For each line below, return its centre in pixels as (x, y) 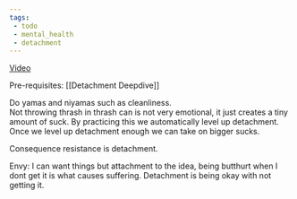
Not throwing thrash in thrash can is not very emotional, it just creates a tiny (149, 112)
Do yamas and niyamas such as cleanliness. (90, 103)
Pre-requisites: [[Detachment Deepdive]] (85, 85)
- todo (25, 26)
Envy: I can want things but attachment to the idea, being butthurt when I (144, 166)
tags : (19, 17)
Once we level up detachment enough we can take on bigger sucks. (135, 132)
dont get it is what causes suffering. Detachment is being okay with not (140, 176)
